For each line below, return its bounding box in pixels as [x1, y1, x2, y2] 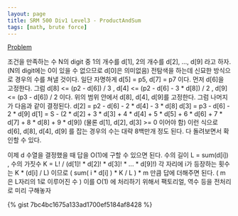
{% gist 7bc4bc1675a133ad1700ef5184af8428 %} [7, 200, 153, 209]
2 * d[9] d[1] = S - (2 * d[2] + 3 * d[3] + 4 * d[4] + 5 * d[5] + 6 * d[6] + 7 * [7, 110, 223, 118]
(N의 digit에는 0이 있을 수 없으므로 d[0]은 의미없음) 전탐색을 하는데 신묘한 [7, 67, 212, 75]
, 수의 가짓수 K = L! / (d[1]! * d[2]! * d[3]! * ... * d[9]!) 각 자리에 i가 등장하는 [7, 160, 217, 169]
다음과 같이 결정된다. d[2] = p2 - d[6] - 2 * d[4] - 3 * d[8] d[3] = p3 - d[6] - [14, 102, 230, 110]
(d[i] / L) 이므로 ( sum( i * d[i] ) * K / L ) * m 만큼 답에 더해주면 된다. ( [26, 169, 219, 177]
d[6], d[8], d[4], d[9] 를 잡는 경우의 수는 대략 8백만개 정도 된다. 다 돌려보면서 [7, 127, 222, 135]
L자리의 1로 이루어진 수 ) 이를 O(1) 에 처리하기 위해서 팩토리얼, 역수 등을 [14, 178, 213, 186]
